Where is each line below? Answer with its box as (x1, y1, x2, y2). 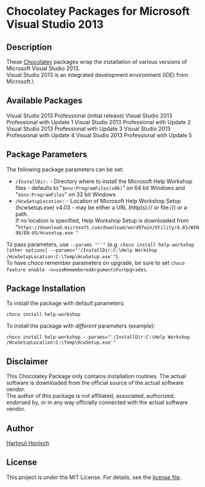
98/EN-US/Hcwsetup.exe (15, 229, 73, 236)
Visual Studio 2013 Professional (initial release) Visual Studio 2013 (6, 112, 173, 119)
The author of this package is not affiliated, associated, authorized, (6, 392, 176, 400)
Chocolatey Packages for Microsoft (6, 4, 190, 18)
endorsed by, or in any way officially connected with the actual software (6, 398, 188, 406)
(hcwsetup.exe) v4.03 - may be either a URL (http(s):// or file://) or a (15, 204, 187, 211)
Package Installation (6, 283, 86, 294)
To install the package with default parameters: (6, 299, 125, 307)
